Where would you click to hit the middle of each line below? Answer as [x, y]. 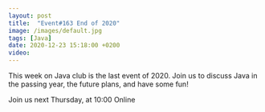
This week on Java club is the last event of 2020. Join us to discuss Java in [133, 76]
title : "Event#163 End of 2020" [64, 23]
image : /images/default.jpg [55, 30]
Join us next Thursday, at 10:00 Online [72, 100]
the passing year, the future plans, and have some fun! [98, 84]
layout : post [30, 16]
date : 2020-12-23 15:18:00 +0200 [64, 46]
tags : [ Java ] [30, 38]
